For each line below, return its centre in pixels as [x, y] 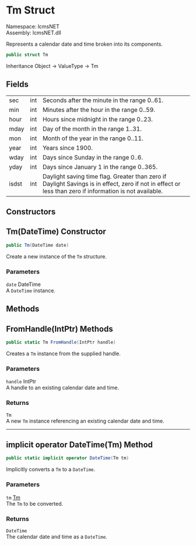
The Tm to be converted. [35, 503]
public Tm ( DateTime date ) [37, 245]
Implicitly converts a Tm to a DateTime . [51, 469]
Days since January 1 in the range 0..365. [100, 166]
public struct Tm [27, 54]
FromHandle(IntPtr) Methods [60, 329]
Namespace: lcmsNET [33, 26]
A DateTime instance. [31, 290]
